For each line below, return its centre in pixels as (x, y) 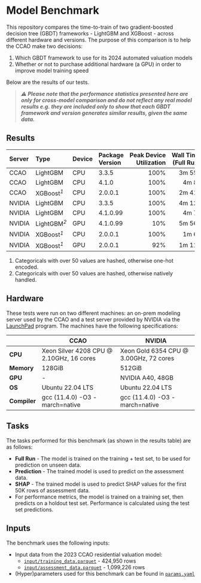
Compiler (23, 401)
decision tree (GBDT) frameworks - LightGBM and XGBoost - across (90, 33)
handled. (26, 280)
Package (111, 155)
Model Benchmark (53, 10)
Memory (22, 368)
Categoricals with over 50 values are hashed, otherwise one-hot (94, 261)
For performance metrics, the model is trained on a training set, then (99, 497)
